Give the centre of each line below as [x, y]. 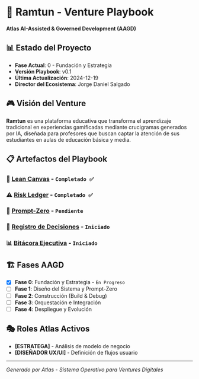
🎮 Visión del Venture [46, 103]
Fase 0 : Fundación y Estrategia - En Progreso [70, 282]
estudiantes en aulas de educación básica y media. [69, 139]
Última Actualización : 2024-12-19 [57, 78]
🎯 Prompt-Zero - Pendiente [45, 211]
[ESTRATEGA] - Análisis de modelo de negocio [72, 346]
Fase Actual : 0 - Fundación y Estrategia [63, 65]
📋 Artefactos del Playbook [57, 159]
